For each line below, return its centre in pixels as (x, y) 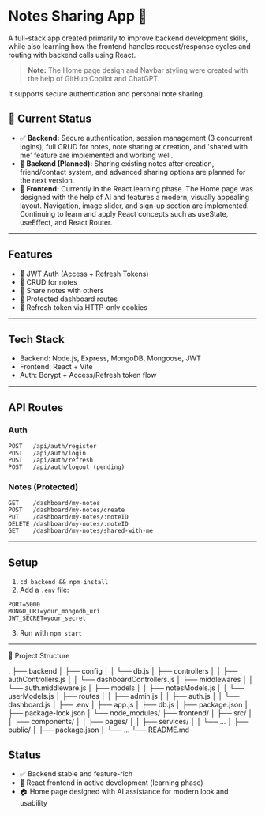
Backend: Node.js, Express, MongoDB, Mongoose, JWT (110, 358)
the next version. (47, 180)
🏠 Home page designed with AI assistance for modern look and (124, 791)
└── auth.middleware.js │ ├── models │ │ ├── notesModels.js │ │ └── (126, 688)
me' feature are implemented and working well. (96, 155)
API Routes (36, 407)
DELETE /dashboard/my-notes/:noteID (68, 524)
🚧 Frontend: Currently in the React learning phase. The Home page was (136, 188)
